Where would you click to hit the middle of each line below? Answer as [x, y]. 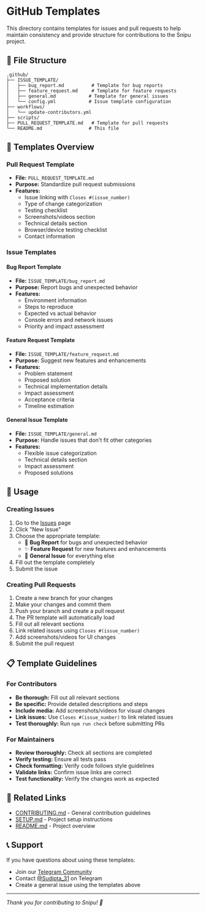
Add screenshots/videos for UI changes [66, 637]
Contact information [50, 237]
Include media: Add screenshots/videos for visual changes [90, 710]
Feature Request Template [41, 340]
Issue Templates [32, 253]
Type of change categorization [63, 204]
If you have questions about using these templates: [71, 860]
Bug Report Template [34, 267]
